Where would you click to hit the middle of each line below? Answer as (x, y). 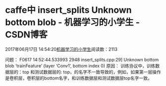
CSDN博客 (27, 35)
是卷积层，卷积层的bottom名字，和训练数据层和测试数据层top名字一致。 (79, 78)
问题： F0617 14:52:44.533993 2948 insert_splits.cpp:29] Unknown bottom (82, 59)
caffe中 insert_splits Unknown (69, 10)
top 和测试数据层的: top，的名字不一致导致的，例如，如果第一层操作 (91, 72)
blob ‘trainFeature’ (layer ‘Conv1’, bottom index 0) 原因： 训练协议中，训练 (80, 66)
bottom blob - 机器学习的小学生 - (73, 22)
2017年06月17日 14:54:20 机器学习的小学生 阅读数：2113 (61, 49)
